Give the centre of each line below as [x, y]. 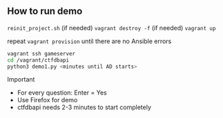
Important [21, 80]
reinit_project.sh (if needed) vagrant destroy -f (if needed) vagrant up [111, 27]
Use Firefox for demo [47, 100]
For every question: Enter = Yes [62, 93]
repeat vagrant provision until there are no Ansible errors [89, 41]
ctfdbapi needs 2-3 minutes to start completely [84, 107]
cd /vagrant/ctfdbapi [38, 60]
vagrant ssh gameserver [41, 54]
